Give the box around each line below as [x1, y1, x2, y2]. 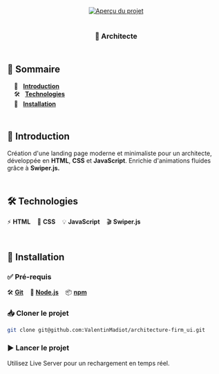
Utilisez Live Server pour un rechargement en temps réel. [7, 359, 170, 367]
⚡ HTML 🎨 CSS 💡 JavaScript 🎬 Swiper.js [7, 217, 141, 226]
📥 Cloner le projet [7, 308, 69, 318]
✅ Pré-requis [7, 271, 52, 281]
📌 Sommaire [7, 64, 61, 75]
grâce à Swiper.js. [7, 163, 60, 172]
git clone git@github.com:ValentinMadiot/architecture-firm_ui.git [7, 327, 206, 334]
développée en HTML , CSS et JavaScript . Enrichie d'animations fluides [7, 156, 211, 165]
